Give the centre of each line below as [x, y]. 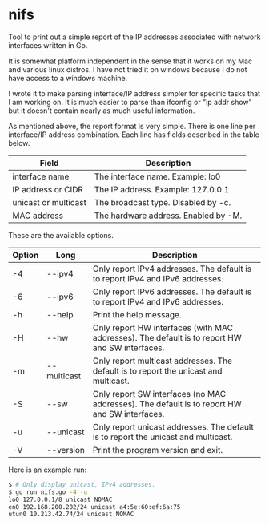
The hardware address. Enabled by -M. [168, 216]
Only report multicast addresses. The [162, 361]
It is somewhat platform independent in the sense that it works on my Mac [130, 61]
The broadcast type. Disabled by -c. [163, 202]
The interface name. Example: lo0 [157, 176]
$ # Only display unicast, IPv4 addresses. [82, 484]
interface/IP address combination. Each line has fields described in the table [134, 135]
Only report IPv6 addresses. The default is [172, 292]
